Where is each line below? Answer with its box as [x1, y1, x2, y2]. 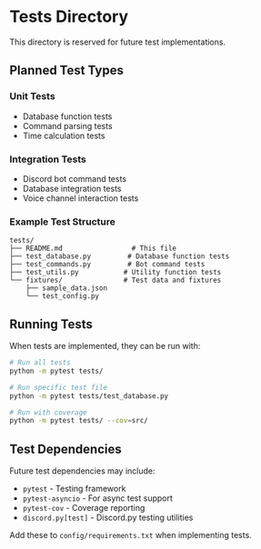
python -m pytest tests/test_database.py [9, 391, 169, 401]
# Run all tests [9, 358, 71, 367]
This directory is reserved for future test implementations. [9, 36, 226, 47]
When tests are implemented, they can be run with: [9, 341, 201, 352]
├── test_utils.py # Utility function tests [9, 268, 222, 277]
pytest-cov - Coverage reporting [22, 503, 146, 514]
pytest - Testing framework [22, 484, 126, 494]
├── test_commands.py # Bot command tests [9, 260, 206, 269]
